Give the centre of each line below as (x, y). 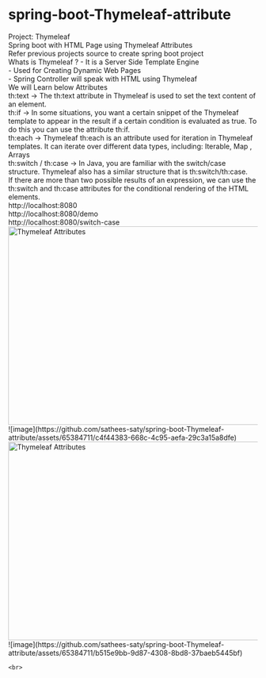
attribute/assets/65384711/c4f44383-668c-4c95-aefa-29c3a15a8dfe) (123, 437)
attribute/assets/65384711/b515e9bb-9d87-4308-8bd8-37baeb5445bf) (125, 653)
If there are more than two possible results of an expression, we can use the (132, 179)
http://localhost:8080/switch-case (64, 222)
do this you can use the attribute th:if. (69, 129)
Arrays (19, 154)
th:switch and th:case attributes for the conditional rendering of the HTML (129, 188)
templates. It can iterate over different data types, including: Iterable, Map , (130, 146)
